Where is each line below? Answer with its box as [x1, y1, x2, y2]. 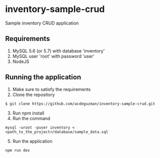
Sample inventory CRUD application [5, 20, 79, 26]
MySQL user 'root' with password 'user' [12, 53, 95, 59]
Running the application [5, 73, 81, 81]
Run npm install [12, 110, 44, 116]
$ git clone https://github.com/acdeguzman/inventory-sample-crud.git [5, 101, 155, 106]
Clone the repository [12, 91, 55, 97]
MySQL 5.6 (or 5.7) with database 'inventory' [12, 47, 105, 53]
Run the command [12, 115, 50, 121]
